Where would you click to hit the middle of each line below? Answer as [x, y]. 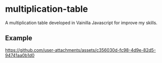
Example [19, 38]
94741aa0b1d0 [20, 55]
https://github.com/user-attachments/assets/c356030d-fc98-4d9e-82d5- [81, 50]
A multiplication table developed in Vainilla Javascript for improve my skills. [81, 23]
